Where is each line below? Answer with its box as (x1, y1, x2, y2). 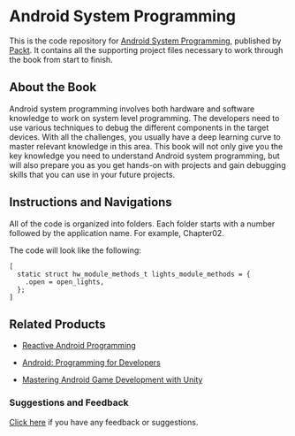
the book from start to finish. (9, 54, 113, 65)
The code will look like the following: (9, 245, 141, 256)
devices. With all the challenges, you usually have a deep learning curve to (9, 131, 281, 142)
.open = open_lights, (25, 277, 104, 287)
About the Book (9, 80, 97, 95)
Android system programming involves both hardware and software (9, 103, 255, 114)
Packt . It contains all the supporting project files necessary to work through (9, 44, 284, 55)
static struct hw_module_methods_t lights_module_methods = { (17, 270, 251, 279)
